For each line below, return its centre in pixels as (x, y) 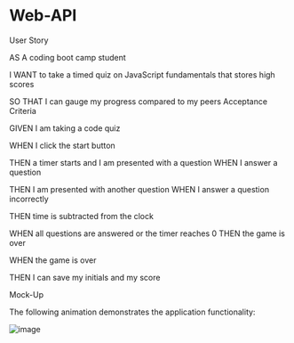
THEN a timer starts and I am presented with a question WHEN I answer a (143, 162)
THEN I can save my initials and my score (85, 277)
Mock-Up (27, 294)
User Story (29, 40)
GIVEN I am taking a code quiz (65, 128)
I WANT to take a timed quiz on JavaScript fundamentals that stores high (142, 74)
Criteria (23, 110)
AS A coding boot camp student (68, 57)
